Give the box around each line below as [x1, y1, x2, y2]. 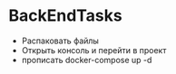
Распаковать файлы [21, 35, 99, 46]
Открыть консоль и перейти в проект [21, 44, 167, 55]
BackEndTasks [8, 5, 123, 26]
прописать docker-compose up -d [21, 54, 152, 65]
